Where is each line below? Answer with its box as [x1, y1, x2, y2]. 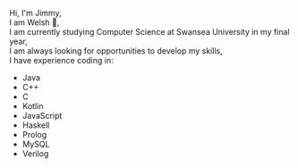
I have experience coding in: [9, 55, 114, 65]
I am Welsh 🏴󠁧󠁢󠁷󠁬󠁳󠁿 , [9, 17, 60, 28]
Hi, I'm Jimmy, [9, 8, 62, 18]
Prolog [21, 130, 47, 139]
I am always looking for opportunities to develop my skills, [9, 46, 223, 56]
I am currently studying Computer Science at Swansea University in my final [9, 27, 290, 37]
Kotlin [21, 101, 44, 111]
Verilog [21, 148, 49, 159]
